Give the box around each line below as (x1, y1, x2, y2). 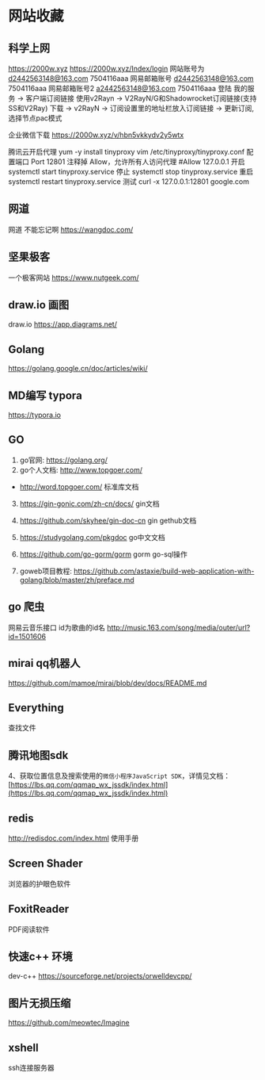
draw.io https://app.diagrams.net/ (8, 320, 117, 329)
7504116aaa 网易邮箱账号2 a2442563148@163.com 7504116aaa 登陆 (8, 84, 232, 93)
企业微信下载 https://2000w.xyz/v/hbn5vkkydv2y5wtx (8, 130, 184, 140)
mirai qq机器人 (8, 657, 81, 670)
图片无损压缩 (8, 996, 71, 1009)
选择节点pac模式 (8, 113, 62, 123)
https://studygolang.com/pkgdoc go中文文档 (19, 532, 166, 542)
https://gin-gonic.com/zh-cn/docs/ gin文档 (19, 499, 160, 508)
